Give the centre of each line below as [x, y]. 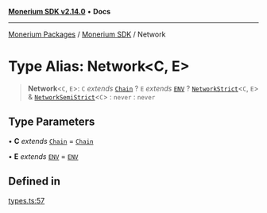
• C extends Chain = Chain [51, 141]
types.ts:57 [27, 200]
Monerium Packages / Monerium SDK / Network [87, 34]
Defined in [35, 182]
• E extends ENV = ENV [43, 156]
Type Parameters [52, 122]
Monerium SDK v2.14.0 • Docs [60, 12]
